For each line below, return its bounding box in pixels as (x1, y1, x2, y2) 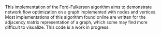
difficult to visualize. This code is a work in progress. (5, 24, 110, 30)
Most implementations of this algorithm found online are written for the (5, 14, 146, 20)
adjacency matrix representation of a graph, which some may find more (5, 19, 147, 25)
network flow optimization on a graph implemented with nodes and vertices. (5, 9, 157, 15)
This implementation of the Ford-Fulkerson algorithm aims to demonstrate (5, 4, 152, 10)
